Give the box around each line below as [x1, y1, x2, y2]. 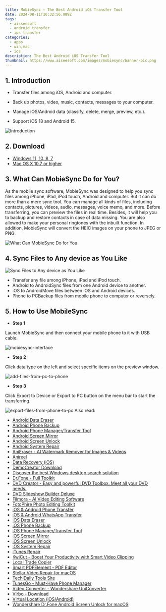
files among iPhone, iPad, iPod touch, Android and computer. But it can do [5, 193, 157, 199]
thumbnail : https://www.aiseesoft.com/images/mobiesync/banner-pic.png [5, 58, 156, 63]
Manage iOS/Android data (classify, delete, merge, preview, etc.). [12, 109, 146, 114]
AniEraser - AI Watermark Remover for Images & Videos [12, 449, 126, 455]
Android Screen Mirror [12, 433, 58, 439]
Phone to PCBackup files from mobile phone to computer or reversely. [12, 293, 156, 299]
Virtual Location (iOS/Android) [12, 596, 74, 602]
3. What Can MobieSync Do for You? [5, 175, 120, 183]
